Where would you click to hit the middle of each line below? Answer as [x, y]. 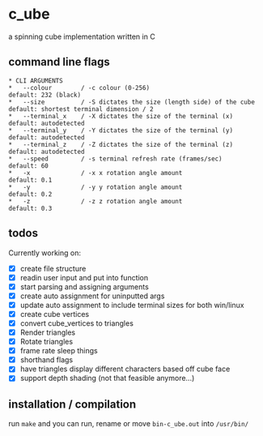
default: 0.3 [30, 208]
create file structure [53, 268]
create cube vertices [55, 314]
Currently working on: [45, 253]
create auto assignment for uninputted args [92, 296]
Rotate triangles [47, 342]
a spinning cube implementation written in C [82, 36]
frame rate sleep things [59, 351]
